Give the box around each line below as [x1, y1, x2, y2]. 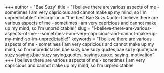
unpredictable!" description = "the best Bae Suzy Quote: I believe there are [5, 15, 158, 20]
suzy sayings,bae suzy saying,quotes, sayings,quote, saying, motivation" [5, 52, 155, 58]
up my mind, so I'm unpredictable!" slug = [5, 25, 91, 31]
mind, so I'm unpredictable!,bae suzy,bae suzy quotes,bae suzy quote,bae [5, 47, 158, 52]
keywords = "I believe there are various [71, 36, 152, 42]
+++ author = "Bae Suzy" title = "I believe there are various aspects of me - [5, 4, 160, 10]
